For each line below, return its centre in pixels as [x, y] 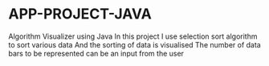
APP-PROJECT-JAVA [80, 14]
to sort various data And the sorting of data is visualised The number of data [134, 44]
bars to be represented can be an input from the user [96, 53]
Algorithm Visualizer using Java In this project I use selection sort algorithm [133, 36]
